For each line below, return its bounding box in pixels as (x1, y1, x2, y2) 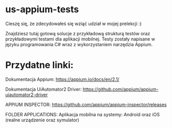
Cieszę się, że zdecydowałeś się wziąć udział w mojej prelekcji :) (5, 20, 142, 27)
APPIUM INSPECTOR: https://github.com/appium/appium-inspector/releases (5, 101, 167, 108)
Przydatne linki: (5, 59, 74, 71)
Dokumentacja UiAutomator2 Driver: (5, 86, 82, 92)
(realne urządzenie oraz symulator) (5, 117, 79, 123)
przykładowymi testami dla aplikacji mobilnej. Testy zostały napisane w (5, 36, 155, 42)
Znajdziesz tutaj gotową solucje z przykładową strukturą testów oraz (5, 30, 150, 36)
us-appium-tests (5, 4, 79, 15)
